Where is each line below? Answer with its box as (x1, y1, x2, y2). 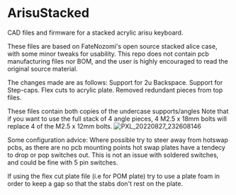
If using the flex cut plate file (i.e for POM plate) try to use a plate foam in (7, 172, 220, 180)
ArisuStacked (7, 5, 90, 21)
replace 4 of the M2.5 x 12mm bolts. (7, 122, 113, 130)
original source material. (7, 64, 78, 73)
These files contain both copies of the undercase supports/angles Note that (7, 107, 229, 115)
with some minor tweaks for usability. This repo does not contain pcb (7, 49, 209, 58)
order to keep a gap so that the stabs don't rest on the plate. (7, 179, 183, 188)
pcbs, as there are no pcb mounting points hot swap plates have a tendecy (7, 143, 225, 151)
